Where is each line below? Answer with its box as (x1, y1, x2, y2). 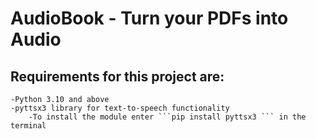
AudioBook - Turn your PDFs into (10, 7, 289, 30)
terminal (10, 121, 47, 131)
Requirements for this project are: (10, 68, 225, 85)
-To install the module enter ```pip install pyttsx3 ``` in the (28, 112, 307, 122)
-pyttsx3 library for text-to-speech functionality (10, 103, 230, 113)
